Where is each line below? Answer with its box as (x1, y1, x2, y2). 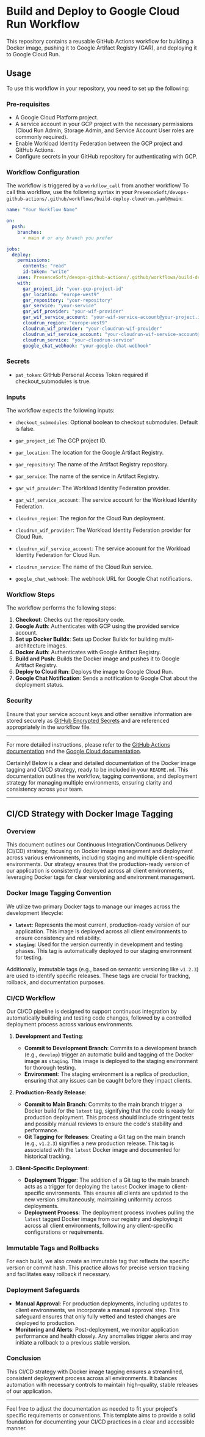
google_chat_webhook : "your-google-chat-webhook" (22, 343, 151, 349)
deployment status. (15, 681, 64, 689)
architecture (15, 642, 46, 649)
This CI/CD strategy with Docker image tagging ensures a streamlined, (6, 1368, 184, 1375)
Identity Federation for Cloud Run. (15, 551, 101, 559)
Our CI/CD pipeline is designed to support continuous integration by (6, 1007, 178, 1015)
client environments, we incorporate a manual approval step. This (15, 1306, 180, 1313)
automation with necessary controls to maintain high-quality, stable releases (6, 1381, 198, 1388)
